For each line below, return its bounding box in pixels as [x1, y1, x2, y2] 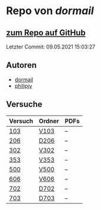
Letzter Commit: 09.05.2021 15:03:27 [6, 43, 96, 50]
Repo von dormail [6, 4, 94, 18]
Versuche [6, 99, 43, 110]
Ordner [39, 117, 59, 125]
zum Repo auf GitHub [6, 28, 86, 38]
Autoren [6, 60, 37, 70]
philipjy [14, 82, 32, 89]
